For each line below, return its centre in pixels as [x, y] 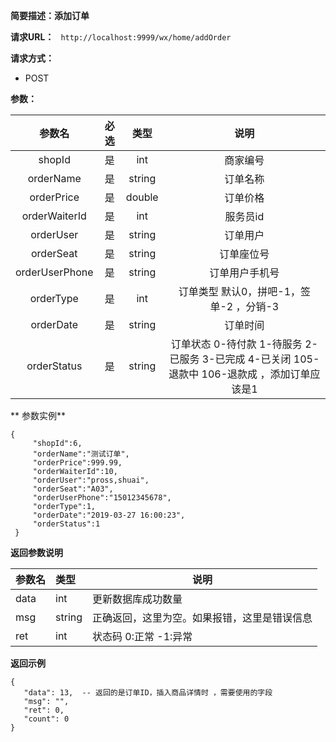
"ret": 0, [44, 710]
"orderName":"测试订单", [81, 454]
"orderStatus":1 [66, 524]
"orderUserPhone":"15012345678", [102, 498]
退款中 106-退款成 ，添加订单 [239, 374]
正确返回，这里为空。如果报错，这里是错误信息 [202, 617]
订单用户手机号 [244, 272]
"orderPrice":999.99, [77, 463]
